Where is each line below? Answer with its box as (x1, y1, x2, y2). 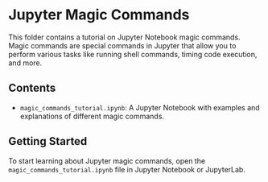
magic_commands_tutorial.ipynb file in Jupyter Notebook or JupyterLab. (8, 164, 245, 174)
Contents (8, 81, 56, 95)
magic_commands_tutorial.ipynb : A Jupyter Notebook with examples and (19, 102, 260, 112)
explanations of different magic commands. (19, 111, 165, 121)
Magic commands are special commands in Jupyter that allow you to (8, 40, 237, 50)
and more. (8, 58, 43, 68)
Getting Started (8, 134, 88, 148)
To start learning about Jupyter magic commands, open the (8, 155, 206, 166)
